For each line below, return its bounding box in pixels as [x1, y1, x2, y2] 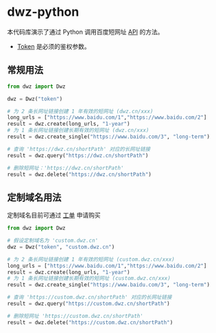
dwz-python [7, 4, 80, 20]
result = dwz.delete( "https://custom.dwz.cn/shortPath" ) [7, 319, 173, 326]
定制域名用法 [7, 192, 62, 203]
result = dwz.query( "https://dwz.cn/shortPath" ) [7, 152, 149, 159]
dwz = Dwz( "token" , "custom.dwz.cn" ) [7, 243, 115, 251]
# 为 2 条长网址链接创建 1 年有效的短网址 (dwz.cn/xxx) [7, 108, 154, 115]
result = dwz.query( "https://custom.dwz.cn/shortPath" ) [7, 300, 170, 308]
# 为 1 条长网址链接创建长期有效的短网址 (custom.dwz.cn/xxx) [7, 275, 171, 282]
